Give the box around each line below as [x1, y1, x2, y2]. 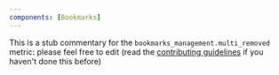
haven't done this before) [9, 56, 102, 66]
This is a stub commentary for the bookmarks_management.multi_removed [9, 37, 271, 48]
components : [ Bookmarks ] [9, 12, 101, 22]
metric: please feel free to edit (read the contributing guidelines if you [9, 46, 264, 57]
